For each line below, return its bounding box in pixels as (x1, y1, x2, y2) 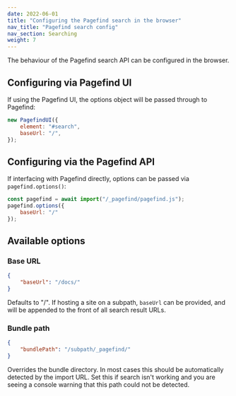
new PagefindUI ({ (7, 116, 59, 124)
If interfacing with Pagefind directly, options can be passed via (7, 175, 189, 183)
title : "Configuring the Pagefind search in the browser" (7, 17, 182, 24)
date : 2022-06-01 (7, 10, 59, 18)
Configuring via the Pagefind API (7, 156, 155, 168)
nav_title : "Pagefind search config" (7, 23, 119, 30)
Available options (7, 235, 86, 248)
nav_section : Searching (7, 30, 78, 37)
